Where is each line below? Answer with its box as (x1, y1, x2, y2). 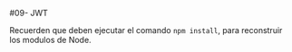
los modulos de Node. (9, 35, 92, 45)
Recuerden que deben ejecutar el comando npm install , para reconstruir (9, 25, 283, 35)
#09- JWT (9, 8, 48, 18)
